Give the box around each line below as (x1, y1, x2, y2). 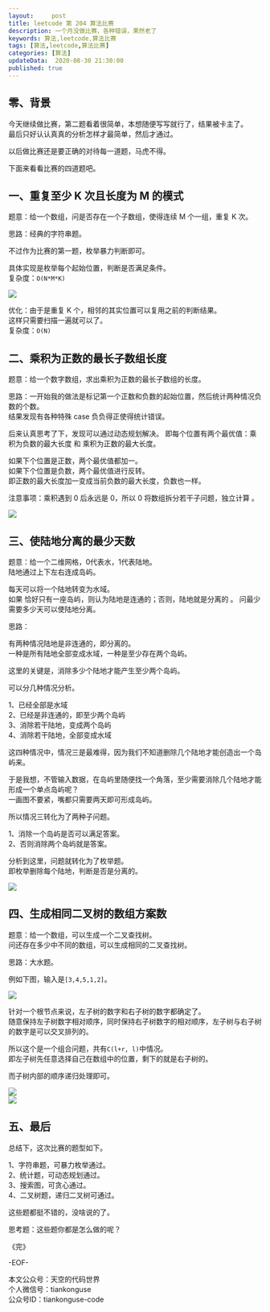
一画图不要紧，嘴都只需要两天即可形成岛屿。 (8, 795, 157, 804)
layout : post (8, 11, 67, 20)
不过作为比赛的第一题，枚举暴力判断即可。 (8, 246, 149, 256)
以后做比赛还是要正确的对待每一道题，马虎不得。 (8, 146, 170, 155)
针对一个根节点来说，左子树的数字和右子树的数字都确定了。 (8, 1006, 206, 1016)
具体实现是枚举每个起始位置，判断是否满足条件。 (8, 263, 170, 273)
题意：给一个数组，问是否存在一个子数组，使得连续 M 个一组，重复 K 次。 (8, 212, 253, 221)
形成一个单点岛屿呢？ (8, 784, 79, 794)
